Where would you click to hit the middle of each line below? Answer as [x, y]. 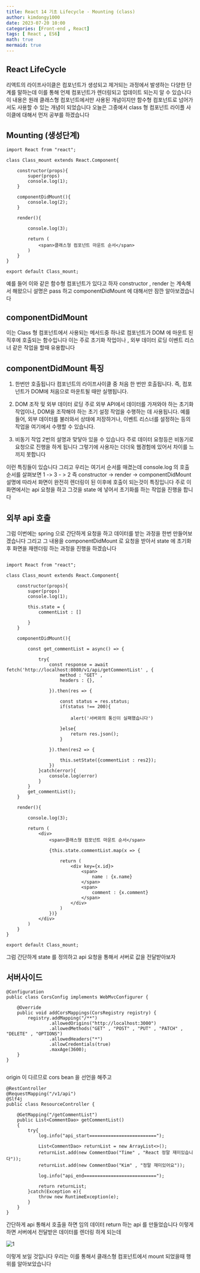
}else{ [68, 729]
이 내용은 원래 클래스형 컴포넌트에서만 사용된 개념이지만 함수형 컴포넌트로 [92, 100]
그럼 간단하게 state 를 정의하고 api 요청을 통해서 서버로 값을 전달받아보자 [91, 956]
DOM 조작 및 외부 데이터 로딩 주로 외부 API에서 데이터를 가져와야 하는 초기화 [104, 404]
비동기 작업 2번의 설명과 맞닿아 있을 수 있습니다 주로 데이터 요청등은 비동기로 [104, 440]
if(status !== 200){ [85, 706]
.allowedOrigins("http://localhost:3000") [103, 1023]
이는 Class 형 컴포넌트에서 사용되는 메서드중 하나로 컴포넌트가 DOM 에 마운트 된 [100, 333]
